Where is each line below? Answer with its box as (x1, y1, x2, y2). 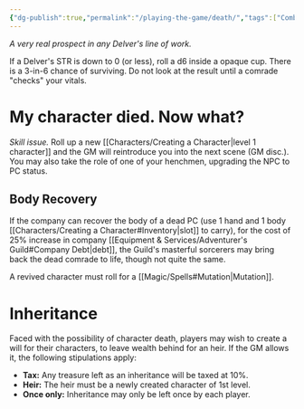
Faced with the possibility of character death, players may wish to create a (9, 333, 288, 344)
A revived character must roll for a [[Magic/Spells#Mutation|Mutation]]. (9, 271, 274, 282)
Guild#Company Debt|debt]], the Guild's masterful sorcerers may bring (9, 244, 275, 255)
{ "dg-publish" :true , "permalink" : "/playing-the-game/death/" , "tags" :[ (9, 13, 278, 23)
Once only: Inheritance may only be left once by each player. (22, 389, 251, 400)
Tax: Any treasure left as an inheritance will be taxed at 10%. (22, 370, 249, 381)
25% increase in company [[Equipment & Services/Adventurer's (9, 234, 248, 245)
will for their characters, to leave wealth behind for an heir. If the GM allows (9, 343, 290, 354)
